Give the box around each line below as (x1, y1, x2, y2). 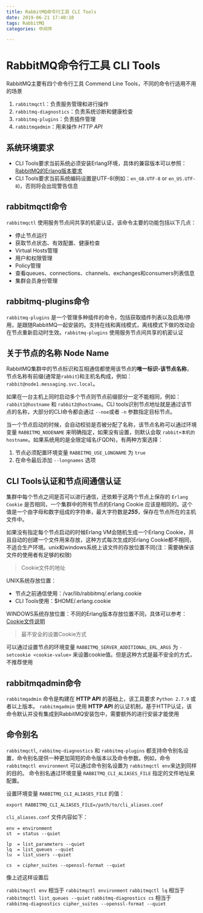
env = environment (6, 825, 53, 831)
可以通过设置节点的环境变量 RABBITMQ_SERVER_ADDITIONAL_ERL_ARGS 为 (6, 644, 178, 651)
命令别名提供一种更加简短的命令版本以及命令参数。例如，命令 (16, 754, 170, 761)
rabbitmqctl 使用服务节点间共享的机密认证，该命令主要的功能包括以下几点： (6, 219, 196, 226)
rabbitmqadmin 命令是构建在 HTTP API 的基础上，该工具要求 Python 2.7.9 (6, 695, 189, 703)
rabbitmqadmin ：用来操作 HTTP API (14, 123, 103, 131)
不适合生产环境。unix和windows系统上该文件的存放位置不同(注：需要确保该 (6, 544, 195, 551)
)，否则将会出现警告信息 (18, 182, 79, 189)
